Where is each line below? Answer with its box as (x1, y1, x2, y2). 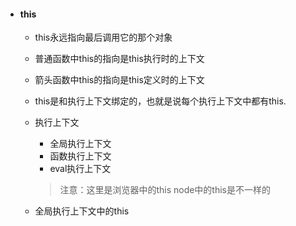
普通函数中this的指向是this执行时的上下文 (34, 53, 205, 65)
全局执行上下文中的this (34, 205, 130, 217)
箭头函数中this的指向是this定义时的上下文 (34, 74, 205, 86)
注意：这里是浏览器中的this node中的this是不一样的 (59, 184, 272, 196)
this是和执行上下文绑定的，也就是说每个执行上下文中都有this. (34, 95, 287, 107)
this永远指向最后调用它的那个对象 (34, 31, 173, 44)
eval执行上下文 (49, 163, 112, 175)
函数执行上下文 (49, 150, 112, 162)
